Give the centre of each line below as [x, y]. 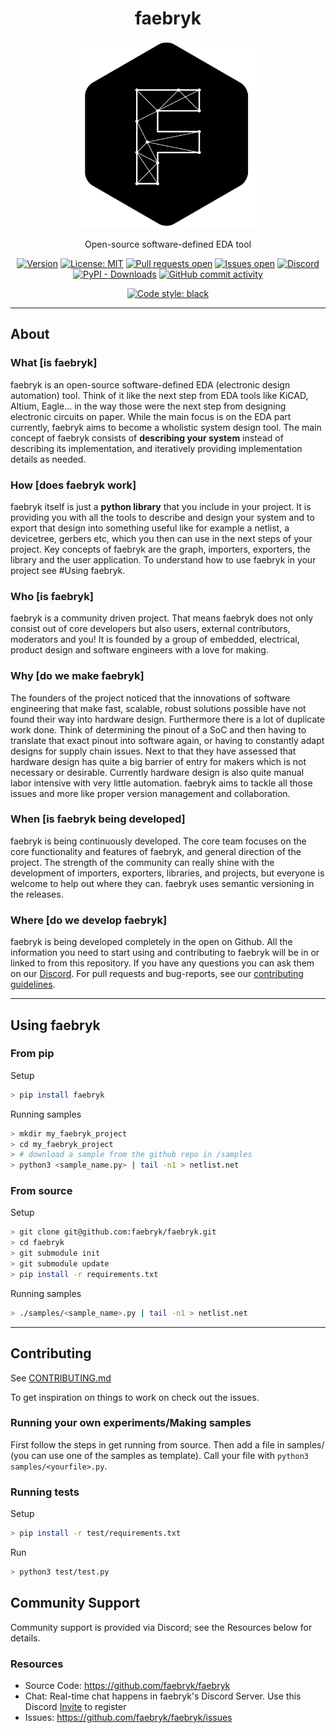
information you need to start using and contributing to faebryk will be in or [165, 953]
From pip [32, 1054]
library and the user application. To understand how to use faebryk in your [163, 559]
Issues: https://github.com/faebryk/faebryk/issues [128, 1717]
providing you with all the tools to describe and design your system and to [162, 517]
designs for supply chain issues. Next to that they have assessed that [153, 751]
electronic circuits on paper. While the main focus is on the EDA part [151, 416]
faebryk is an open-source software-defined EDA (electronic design [150, 384]
